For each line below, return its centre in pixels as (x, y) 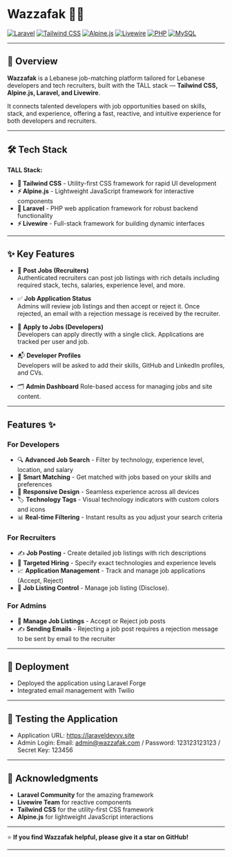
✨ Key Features (41, 254)
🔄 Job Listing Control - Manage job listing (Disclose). (93, 588)
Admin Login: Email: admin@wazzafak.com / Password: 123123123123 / (119, 743)
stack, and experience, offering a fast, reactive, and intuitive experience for (114, 113)
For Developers (33, 444)
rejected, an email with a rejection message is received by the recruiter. (119, 314)
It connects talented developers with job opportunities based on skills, (107, 106)
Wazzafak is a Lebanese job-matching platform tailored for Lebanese (106, 78)
